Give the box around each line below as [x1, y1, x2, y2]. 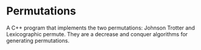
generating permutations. [6, 37, 70, 44]
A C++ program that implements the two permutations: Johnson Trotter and [6, 24, 195, 31]
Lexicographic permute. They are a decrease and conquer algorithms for [6, 30, 188, 37]
